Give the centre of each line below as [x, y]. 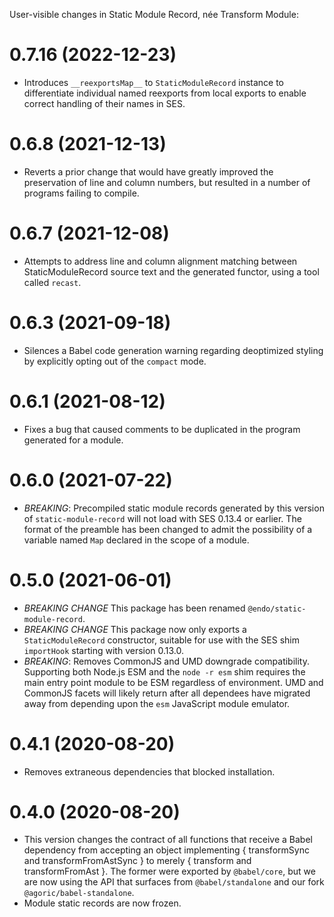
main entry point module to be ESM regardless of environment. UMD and [173, 682]
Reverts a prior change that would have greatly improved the [148, 171]
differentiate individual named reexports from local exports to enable [165, 93]
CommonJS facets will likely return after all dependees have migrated [167, 693]
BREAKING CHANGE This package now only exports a [135, 629]
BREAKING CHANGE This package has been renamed [134, 608]
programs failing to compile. [81, 193]
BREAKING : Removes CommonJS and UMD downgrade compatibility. [166, 661]
